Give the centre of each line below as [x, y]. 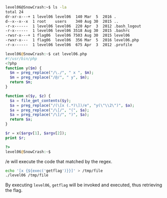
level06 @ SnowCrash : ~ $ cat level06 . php [46, 54]
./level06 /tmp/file [27, 175]
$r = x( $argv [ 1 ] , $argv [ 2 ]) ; [36, 133]
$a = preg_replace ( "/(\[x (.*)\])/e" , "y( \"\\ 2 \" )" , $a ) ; [72, 105]
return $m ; [21, 82]
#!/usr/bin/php [21, 59]
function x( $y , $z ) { [28, 96]
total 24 [14, 12]
